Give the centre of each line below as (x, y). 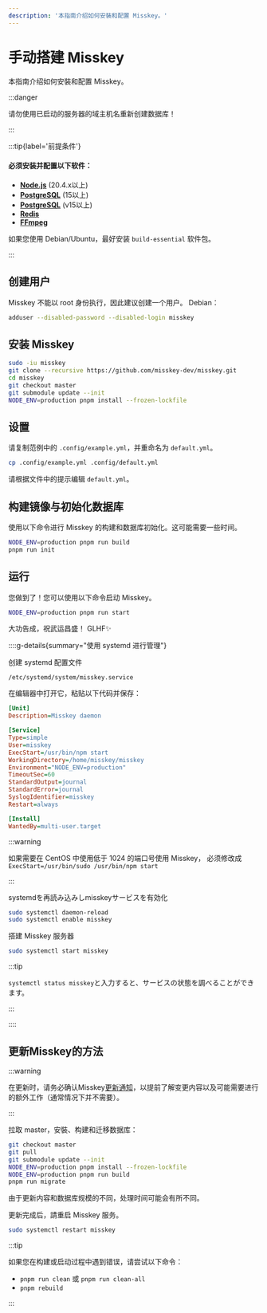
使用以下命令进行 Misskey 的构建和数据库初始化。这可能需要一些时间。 (125, 528)
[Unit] (19, 709)
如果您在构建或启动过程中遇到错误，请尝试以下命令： (96, 1262)
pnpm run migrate (37, 1182)
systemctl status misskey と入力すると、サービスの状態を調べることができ (132, 983)
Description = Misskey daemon (55, 716)
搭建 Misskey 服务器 (41, 936)
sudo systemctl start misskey (59, 951)
